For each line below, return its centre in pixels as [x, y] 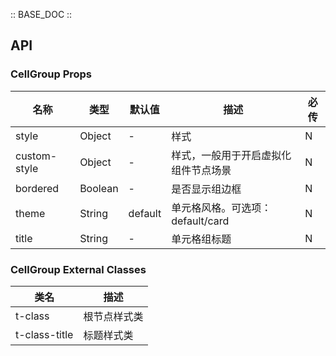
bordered [37, 188]
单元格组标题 [201, 239]
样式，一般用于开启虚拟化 [231, 155]
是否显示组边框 [206, 189]
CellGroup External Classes [78, 269]
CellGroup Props [51, 74]
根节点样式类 [113, 316]
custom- [36, 156]
